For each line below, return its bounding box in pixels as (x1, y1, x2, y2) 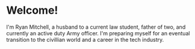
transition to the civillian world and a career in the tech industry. (6, 36, 164, 43)
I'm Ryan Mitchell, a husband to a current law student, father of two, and (6, 23, 186, 30)
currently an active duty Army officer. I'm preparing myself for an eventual (6, 29, 190, 36)
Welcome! (6, 4, 58, 17)
